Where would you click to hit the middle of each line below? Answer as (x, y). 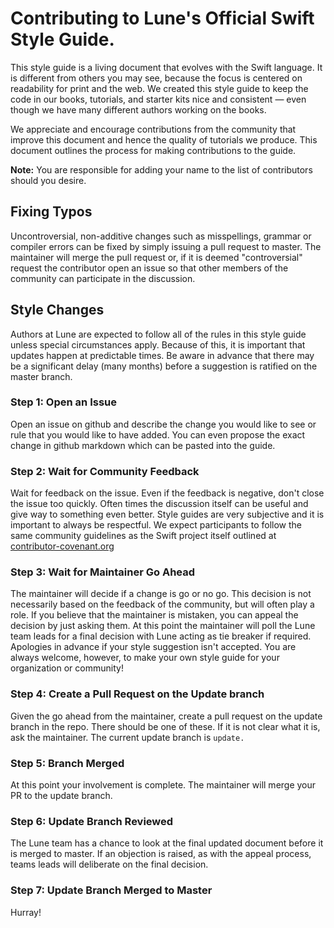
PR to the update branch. (61, 796)
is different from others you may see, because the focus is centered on (156, 78)
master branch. (41, 376)
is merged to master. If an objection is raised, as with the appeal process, (161, 854)
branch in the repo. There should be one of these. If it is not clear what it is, (165, 726)
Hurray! (26, 912)
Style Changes (57, 310)
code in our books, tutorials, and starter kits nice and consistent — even (158, 99)
